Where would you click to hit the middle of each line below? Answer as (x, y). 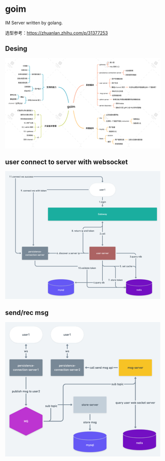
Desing (16, 49)
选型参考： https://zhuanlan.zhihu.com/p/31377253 (57, 33)
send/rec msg (27, 313)
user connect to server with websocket (66, 162)
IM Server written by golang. (34, 23)
